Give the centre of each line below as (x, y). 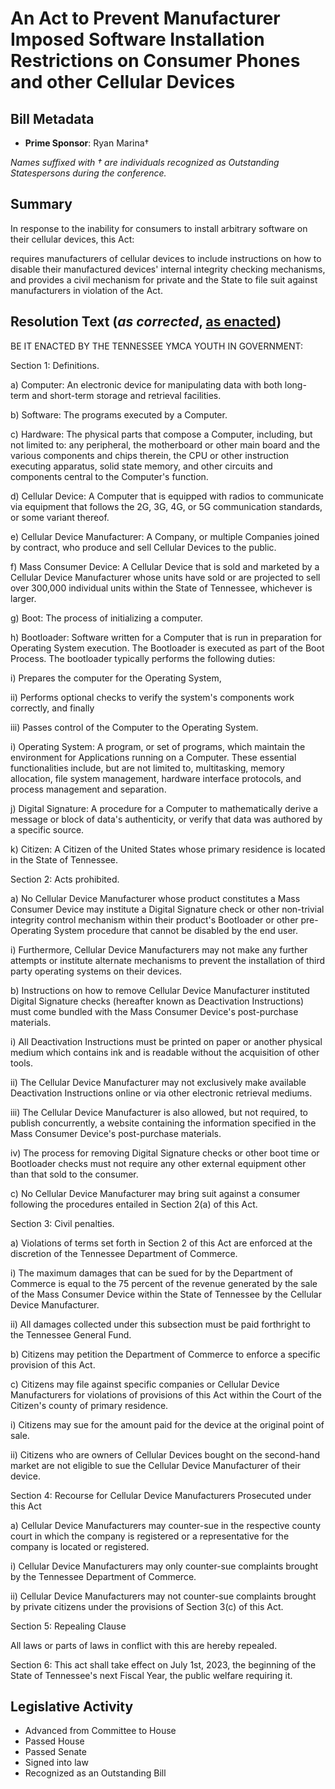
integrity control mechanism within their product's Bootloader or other (154, 919)
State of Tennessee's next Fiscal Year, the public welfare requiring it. (151, 1675)
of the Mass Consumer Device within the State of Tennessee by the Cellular (166, 1294)
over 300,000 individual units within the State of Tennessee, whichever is (161, 588)
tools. (22, 1063)
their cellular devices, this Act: (72, 239)
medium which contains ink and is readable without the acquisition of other (165, 1052)
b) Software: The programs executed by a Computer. (119, 414)
